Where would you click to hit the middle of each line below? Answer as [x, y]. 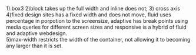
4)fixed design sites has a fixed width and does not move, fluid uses [89, 15]
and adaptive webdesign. [37, 33]
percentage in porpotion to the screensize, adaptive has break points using [97, 21]
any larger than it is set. [34, 46]
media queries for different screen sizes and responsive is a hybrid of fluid [96, 27]
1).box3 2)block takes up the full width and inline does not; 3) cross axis [93, 8]
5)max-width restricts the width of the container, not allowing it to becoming [98, 39]
